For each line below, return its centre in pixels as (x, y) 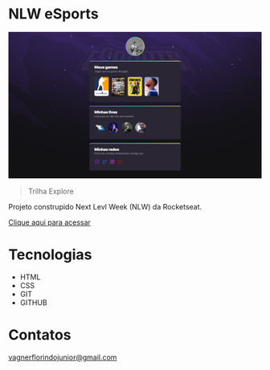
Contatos (40, 335)
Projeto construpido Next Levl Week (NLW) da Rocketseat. (105, 206)
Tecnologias (50, 254)
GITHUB (34, 303)
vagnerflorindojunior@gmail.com (63, 357)
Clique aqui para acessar (49, 222)
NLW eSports (53, 14)
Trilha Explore (51, 191)
